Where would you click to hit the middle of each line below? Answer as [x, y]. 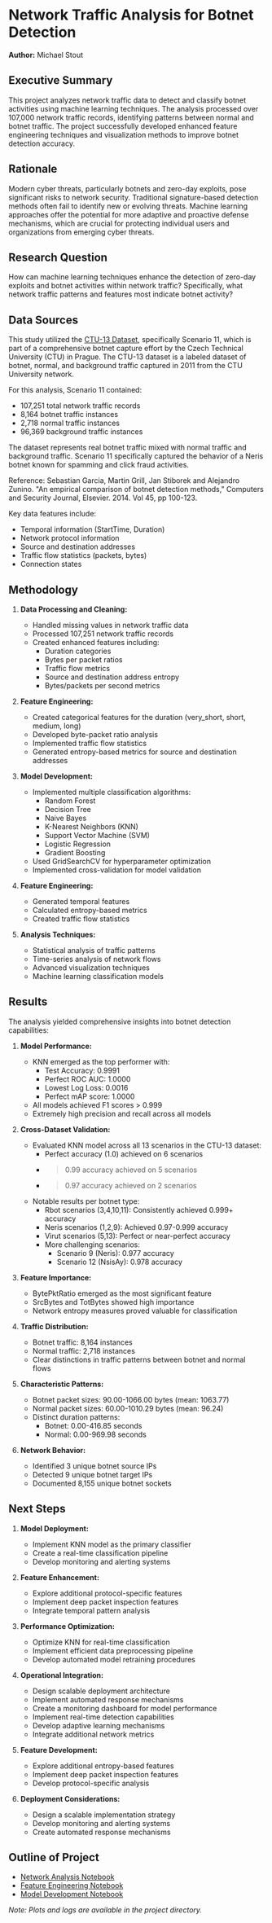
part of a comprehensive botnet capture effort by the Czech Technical [126, 349]
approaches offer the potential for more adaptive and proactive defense [129, 214]
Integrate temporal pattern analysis [91, 1610]
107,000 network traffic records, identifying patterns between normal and [131, 117]
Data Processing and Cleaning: [74, 609]
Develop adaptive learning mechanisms [99, 1725]
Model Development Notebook [72, 1894]
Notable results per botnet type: [86, 1201]
